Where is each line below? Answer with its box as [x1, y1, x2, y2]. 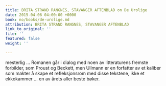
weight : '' [5, 41, 29, 46]
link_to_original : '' [5, 27, 52, 32]
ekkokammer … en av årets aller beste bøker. [5, 75, 100, 82]
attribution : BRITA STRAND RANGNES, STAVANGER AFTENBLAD [5, 21, 129, 27]
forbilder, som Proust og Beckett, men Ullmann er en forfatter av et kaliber [5, 64, 161, 71]
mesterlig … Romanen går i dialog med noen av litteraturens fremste [5, 59, 149, 66]
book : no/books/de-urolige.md [5, 17, 70, 22]
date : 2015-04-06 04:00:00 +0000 [5, 12, 77, 17]
